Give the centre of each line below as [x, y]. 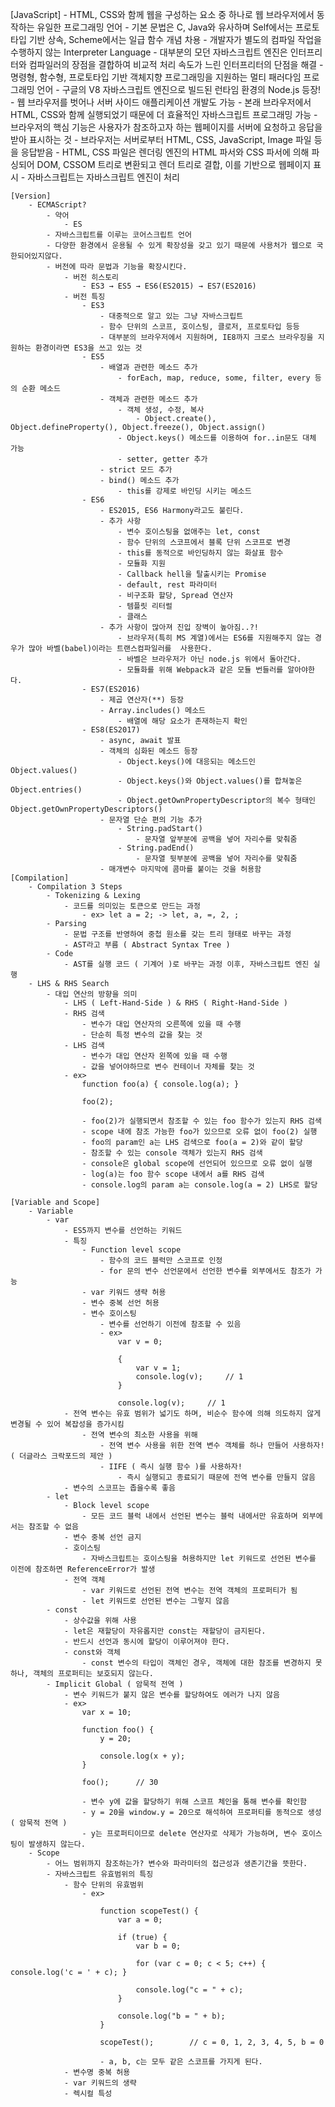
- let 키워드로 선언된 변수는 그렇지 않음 [155, 1601]
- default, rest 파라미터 [167, 585]
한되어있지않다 [34, 256]
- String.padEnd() [156, 848]
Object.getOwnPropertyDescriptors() [86, 809]
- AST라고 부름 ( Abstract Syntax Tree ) [147, 945]
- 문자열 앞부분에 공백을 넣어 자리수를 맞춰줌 [216, 839]
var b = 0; [158, 1946]
